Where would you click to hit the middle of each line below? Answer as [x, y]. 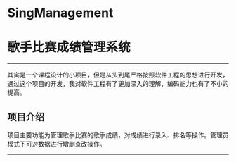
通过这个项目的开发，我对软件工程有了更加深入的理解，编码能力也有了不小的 [118, 84]
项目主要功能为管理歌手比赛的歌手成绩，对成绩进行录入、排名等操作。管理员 [118, 135]
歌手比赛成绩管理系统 [69, 48]
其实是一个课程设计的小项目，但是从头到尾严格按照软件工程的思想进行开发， [118, 75]
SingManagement [60, 13]
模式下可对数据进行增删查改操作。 [57, 144]
